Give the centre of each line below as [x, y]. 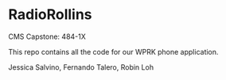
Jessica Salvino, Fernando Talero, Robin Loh [81, 67]
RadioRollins [51, 15]
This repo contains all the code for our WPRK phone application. [113, 51]
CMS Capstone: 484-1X [47, 36]
